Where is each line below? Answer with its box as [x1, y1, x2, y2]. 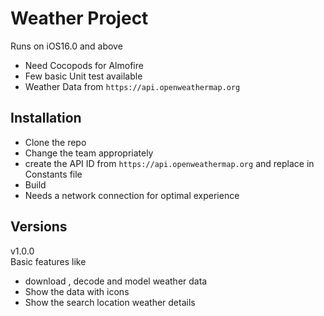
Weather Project [10, 7, 149, 30]
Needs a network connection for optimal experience [24, 189, 240, 201]
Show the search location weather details [24, 296, 196, 308]
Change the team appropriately [24, 147, 154, 159]
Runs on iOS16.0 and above [10, 40, 123, 52]
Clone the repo [24, 136, 87, 148]
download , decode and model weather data [24, 275, 208, 287]
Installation [10, 110, 82, 127]
